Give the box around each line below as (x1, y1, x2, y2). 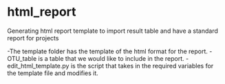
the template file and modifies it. (7, 69, 98, 77)
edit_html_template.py (7, 61, 69, 70)
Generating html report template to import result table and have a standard (7, 27, 219, 35)
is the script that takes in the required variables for (70, 61, 214, 70)
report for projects (7, 33, 59, 42)
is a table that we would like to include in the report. (37, 54, 184, 62)
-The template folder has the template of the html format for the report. (7, 47, 208, 55)
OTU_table (7, 54, 37, 62)
